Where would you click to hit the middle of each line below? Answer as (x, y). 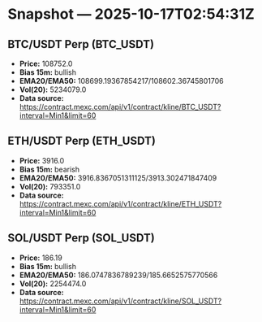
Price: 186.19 (41, 258)
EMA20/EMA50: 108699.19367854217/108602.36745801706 (121, 81)
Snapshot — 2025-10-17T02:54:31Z (131, 14)
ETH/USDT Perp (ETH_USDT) (82, 141)
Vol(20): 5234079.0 (53, 89)
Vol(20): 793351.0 (50, 186)
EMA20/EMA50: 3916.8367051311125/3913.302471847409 (118, 178)
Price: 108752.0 (46, 63)
